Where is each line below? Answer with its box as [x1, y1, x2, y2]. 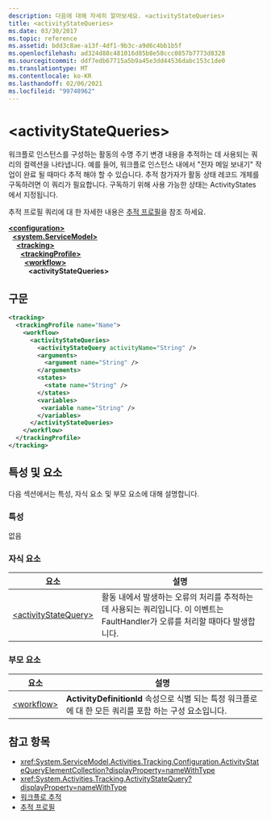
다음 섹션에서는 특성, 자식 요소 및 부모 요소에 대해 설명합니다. [8, 488, 200, 498]
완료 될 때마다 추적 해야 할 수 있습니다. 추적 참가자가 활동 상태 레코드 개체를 [23, 170, 260, 179]
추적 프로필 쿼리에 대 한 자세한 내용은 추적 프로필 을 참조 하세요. [8, 207, 206, 217]
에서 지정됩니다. [8, 190, 59, 200]
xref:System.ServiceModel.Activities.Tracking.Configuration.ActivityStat [19, 757, 260, 766]
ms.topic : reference [8, 34, 78, 43]
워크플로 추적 [19, 792, 62, 802]
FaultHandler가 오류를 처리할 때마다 [101, 616, 231, 627]
